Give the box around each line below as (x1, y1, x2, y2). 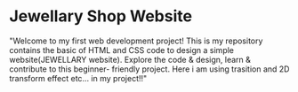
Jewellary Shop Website (9, 6, 193, 27)
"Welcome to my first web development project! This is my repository (9, 35, 263, 46)
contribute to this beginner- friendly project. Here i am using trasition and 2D (9, 64, 290, 74)
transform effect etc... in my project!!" (9, 73, 148, 83)
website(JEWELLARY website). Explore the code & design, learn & (9, 54, 252, 65)
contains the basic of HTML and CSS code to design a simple (9, 44, 234, 55)
